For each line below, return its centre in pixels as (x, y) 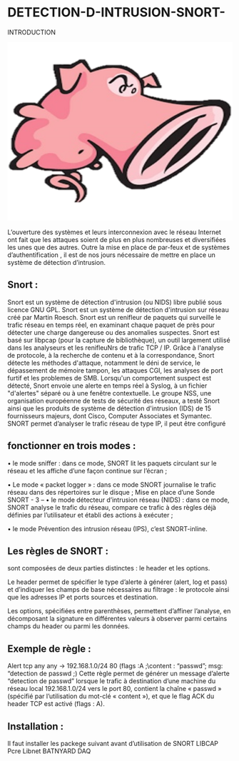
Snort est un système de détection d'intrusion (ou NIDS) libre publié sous (115, 302)
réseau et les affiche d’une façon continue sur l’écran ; (87, 470)
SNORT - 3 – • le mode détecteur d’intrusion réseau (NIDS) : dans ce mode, (118, 500)
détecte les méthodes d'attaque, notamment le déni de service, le (104, 363)
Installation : (36, 726)
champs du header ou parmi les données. (68, 626)
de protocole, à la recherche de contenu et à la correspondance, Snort (111, 355)
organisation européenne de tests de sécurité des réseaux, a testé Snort (113, 400)
